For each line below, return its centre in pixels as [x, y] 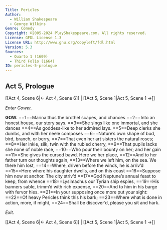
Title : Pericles [22, 10]
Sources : [14, 52]
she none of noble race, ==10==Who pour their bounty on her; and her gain [83, 149]
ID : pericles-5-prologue [31, 66]
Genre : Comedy [20, 29]
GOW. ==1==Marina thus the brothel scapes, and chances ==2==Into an [80, 117]
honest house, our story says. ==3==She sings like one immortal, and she [81, 123]
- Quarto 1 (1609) [29, 56]
